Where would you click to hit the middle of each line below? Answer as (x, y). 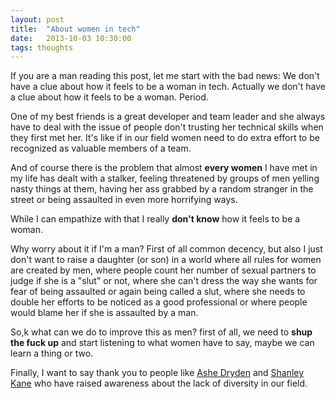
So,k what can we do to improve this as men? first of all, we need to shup (161, 332)
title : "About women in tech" (75, 29)
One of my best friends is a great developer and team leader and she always (168, 117)
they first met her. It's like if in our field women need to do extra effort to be (165, 138)
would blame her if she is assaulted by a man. (104, 313)
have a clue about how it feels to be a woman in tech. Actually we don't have (168, 87)
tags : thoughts (42, 47)
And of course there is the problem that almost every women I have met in (164, 168)
